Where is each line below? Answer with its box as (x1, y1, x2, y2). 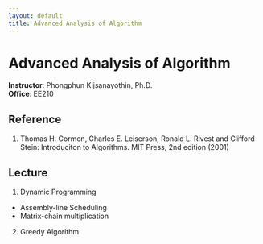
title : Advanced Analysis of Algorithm (8, 19, 142, 27)
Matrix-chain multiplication (19, 211, 109, 221)
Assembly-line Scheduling (19, 203, 107, 213)
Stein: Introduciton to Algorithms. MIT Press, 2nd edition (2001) (19, 143, 229, 152)
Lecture (8, 166, 48, 180)
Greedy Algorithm (19, 227, 80, 237)
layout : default (8, 11, 63, 20)
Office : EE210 (8, 89, 54, 99)
